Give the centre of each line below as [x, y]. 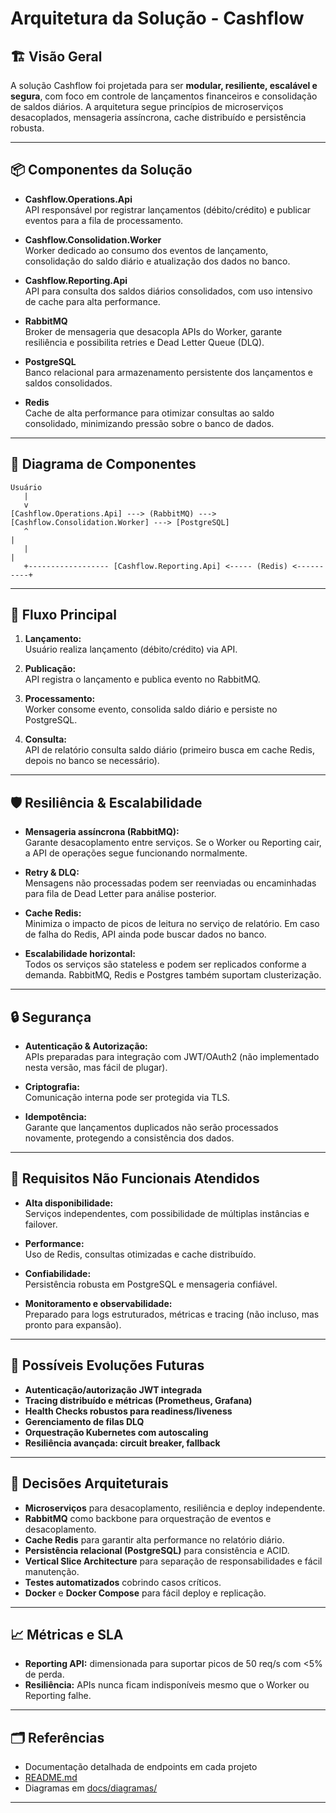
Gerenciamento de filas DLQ [84, 1421]
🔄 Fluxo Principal [63, 615]
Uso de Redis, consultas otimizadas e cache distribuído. [140, 1254]
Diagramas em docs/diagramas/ [91, 1788]
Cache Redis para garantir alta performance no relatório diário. [154, 1539]
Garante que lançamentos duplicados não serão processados [151, 1128]
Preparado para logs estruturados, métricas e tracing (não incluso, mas [172, 1314]
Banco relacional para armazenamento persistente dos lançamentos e [168, 372]
